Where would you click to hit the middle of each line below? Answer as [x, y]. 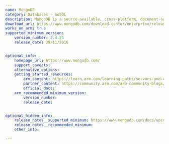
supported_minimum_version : [35, 33]
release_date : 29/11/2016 [41, 42]
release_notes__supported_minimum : [52, 120]
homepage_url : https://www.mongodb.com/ [57, 60]
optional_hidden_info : [29, 115]
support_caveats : [32, 65]
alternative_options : [37, 70]
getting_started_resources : [44, 74]
